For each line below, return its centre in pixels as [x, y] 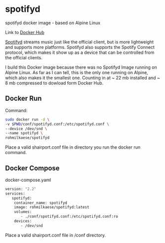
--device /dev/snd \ [26, 129]
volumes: [23, 212]
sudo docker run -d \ [27, 120]
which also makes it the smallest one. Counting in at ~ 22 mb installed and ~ [83, 78]
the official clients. [24, 57]
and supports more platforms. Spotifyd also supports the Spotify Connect [80, 47]
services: [15, 194]
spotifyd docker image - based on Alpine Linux [53, 23]
